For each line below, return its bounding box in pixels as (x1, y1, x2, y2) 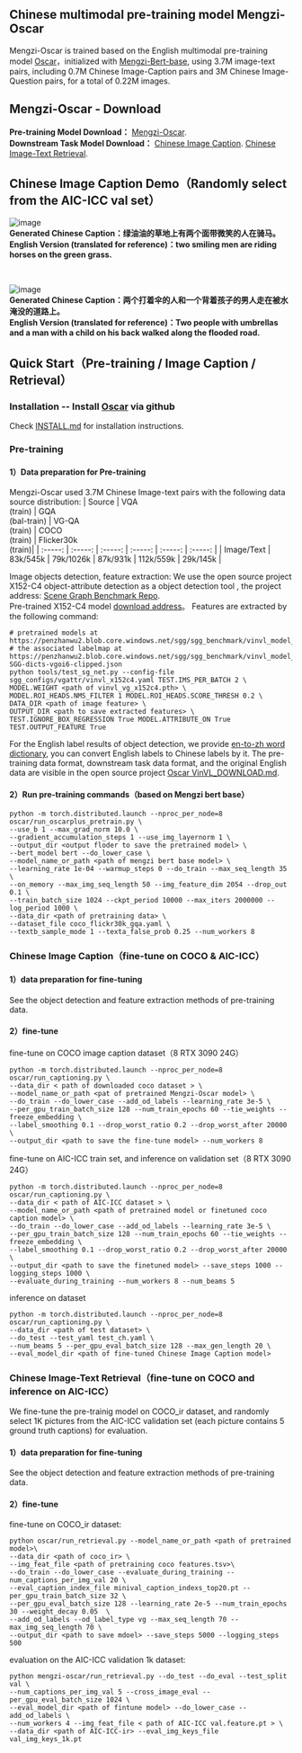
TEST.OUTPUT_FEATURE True (9, 723, 106, 732)
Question (9, 76, 43, 86)
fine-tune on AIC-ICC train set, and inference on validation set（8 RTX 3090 (9, 1152, 292, 1163)
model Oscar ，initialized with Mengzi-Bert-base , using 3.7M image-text (9, 56, 276, 67)
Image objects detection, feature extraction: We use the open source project (9, 571, 292, 583)
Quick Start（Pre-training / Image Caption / (9, 355, 256, 371)
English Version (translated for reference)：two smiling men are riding (9, 239, 277, 250)
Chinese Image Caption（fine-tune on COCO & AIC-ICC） (9, 950, 265, 963)
